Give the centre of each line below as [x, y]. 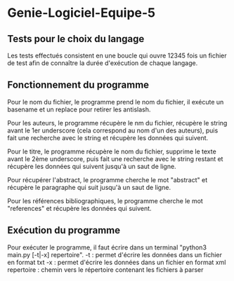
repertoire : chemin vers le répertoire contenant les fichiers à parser [105, 269]
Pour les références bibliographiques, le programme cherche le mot [105, 200]
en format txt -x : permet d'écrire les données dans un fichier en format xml [117, 262]
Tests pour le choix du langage [76, 39]
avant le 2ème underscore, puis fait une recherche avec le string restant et [115, 158]
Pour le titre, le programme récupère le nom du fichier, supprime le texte [112, 151]
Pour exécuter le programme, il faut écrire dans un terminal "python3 [107, 247]
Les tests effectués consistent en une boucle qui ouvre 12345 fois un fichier [117, 55]
